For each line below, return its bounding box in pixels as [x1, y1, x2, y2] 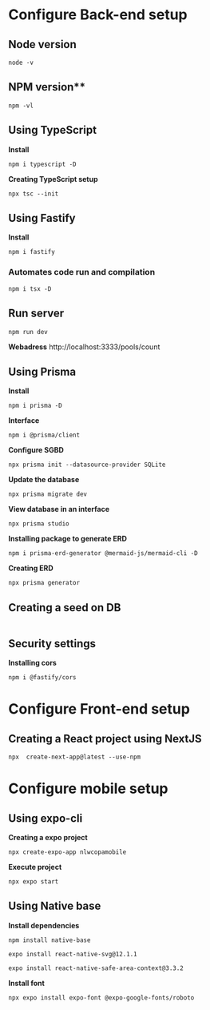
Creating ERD [8, 563, 53, 573]
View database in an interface [8, 505, 110, 514]
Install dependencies [8, 920, 80, 930]
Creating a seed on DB [8, 601, 121, 614]
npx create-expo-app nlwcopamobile [8, 847, 127, 856]
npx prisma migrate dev [8, 490, 88, 498]
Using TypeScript [8, 123, 97, 137]
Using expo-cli [8, 811, 83, 825]
